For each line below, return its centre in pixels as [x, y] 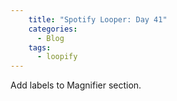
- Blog [50, 38]
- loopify [57, 57]
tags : [40, 47]
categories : [53, 29]
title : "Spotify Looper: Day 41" [98, 19]
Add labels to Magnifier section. [76, 85]
